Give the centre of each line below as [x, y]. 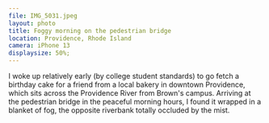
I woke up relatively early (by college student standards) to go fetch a [124, 76]
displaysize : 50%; [39, 53]
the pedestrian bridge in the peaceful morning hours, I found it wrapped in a [135, 102]
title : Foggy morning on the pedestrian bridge [90, 31]
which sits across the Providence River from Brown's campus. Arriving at [130, 93]
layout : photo [32, 23]
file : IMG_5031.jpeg [43, 16]
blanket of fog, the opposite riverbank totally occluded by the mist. [119, 110]
